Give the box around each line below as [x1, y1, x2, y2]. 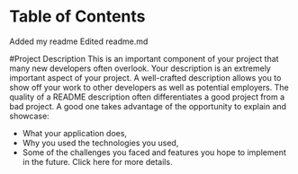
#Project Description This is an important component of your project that [9, 53, 279, 64]
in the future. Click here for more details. [22, 156, 173, 167]
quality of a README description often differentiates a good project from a [9, 91, 285, 102]
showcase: [9, 110, 50, 121]
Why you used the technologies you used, [22, 137, 179, 148]
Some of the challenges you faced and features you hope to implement [22, 146, 286, 158]
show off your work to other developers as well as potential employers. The [9, 82, 290, 92]
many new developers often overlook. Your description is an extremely [9, 63, 272, 74]
